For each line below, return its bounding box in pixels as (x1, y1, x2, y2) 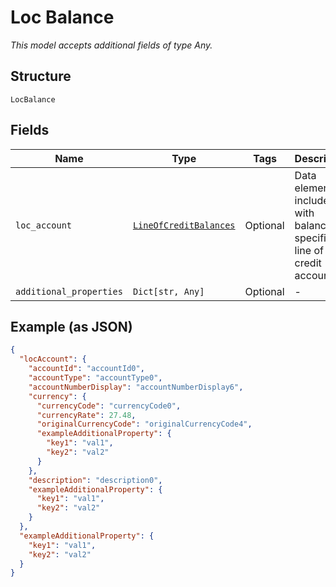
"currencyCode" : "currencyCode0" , (36, 401, 182, 411)
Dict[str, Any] (132, 286, 205, 297)
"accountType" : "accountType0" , (28, 373, 163, 383)
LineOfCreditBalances (132, 219, 236, 231)
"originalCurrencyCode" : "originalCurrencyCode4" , (36, 419, 253, 430)
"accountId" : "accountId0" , (28, 364, 145, 374)
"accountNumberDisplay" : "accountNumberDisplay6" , (28, 382, 244, 392)
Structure (10, 68, 72, 85)
